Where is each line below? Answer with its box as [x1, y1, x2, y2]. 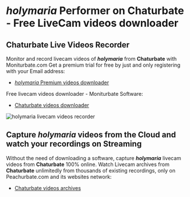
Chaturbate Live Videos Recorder [6, 40, 130, 50]
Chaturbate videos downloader [14, 102, 89, 109]
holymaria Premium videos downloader [14, 79, 110, 86]
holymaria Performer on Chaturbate [6, 4, 185, 18]
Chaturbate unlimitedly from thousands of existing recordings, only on [6, 167, 176, 174]
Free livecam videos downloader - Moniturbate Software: [6, 91, 143, 97]
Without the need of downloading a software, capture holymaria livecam [6, 154, 182, 161]
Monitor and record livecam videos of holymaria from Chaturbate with [6, 56, 177, 62]
